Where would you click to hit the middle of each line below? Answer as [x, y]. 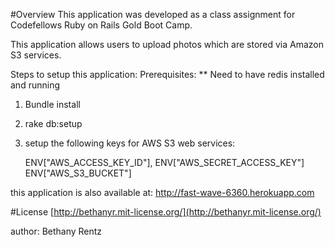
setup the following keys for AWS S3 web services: [130, 143]
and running [35, 85]
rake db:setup [53, 123]
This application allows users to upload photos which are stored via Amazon [167, 44]
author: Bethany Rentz [56, 231]
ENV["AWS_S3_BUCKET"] [78, 173]
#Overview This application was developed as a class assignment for [153, 14]
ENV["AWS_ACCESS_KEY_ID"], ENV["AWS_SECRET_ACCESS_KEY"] [164, 162]
